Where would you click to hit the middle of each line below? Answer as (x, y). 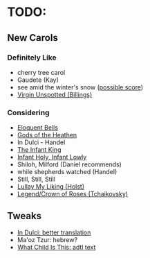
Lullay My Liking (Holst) (51, 187)
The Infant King (39, 150)
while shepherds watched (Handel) (67, 172)
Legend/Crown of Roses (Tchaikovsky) (73, 194)
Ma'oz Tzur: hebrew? (47, 239)
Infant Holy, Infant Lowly (52, 157)
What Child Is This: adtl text (56, 247)
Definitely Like (32, 58)
